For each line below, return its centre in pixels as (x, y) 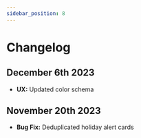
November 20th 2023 (54, 111)
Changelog (39, 47)
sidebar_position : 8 (36, 13)
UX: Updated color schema (55, 89)
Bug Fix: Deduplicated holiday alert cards (75, 127)
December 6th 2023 (51, 73)
